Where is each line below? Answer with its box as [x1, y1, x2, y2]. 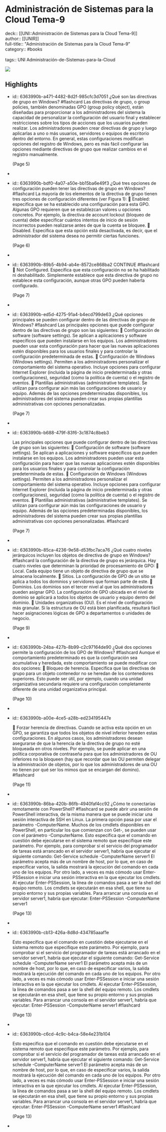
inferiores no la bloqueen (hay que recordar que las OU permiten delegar [12, 756, 161, 762]
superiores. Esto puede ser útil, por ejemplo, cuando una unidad [12, 675, 143, 681]
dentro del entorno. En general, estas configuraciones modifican [12, 135, 144, 142]
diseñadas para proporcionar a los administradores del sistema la [12, 109, 146, 115]
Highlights [5, 80, 38, 89]
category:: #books [5, 46, 43, 52]
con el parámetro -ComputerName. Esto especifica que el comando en [12, 832, 157, 838]
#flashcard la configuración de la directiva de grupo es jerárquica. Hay [12, 557, 157, 563]
